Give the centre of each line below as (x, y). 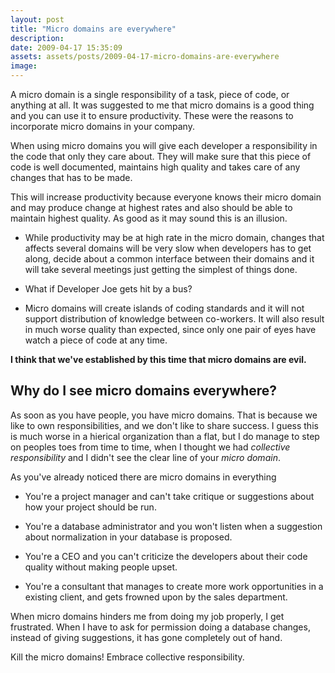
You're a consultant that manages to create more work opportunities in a (174, 586)
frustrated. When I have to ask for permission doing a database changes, (160, 627)
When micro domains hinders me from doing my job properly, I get (147, 616)
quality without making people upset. (101, 567)
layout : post (37, 19)
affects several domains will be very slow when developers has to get (168, 248)
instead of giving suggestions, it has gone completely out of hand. (146, 637)
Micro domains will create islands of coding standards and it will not (164, 308)
